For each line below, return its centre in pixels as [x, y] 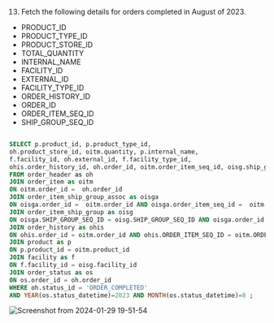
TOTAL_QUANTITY [52, 53]
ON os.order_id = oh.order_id [61, 280]
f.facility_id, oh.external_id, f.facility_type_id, [100, 159]
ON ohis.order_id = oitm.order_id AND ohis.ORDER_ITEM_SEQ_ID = [120, 235]
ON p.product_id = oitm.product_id [70, 250]
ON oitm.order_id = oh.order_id [66, 190]
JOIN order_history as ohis [57, 227]
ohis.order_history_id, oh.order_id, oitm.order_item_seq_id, [117, 167]
